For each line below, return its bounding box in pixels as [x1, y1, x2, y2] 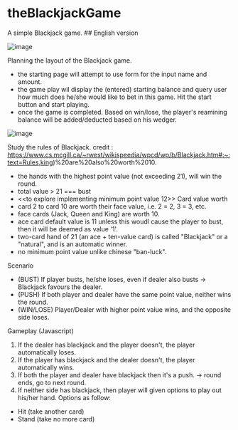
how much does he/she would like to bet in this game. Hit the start [17, 93, 212, 101]
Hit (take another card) [17, 407, 85, 416]
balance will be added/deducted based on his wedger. [17, 115, 178, 124]
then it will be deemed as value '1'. [17, 224, 119, 233]
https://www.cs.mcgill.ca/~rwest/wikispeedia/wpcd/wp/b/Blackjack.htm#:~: [7, 150, 231, 159]
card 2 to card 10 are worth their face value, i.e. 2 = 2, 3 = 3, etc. [17, 201, 207, 211]
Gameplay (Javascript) [7, 326, 75, 335]
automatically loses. [17, 347, 77, 357]
